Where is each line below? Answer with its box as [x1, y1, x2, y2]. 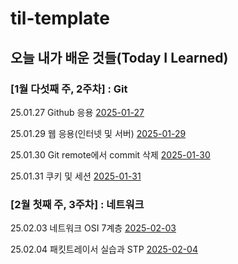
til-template [10, 7, 110, 30]
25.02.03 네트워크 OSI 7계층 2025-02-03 [10, 222, 177, 234]
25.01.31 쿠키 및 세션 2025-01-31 [10, 170, 142, 182]
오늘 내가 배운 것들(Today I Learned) [10, 49, 229, 66]
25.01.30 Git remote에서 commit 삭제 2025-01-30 [10, 148, 211, 161]
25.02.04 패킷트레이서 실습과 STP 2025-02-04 [10, 243, 198, 256]
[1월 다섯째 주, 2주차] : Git [10, 82, 128, 96]
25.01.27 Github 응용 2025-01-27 [10, 106, 145, 118]
